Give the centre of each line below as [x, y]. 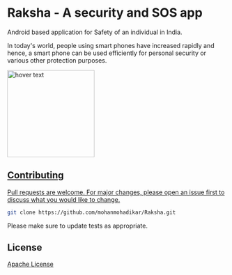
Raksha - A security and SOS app [105, 13]
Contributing [36, 175]
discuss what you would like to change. [64, 199]
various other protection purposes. [57, 60]
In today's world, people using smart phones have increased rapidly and [111, 45]
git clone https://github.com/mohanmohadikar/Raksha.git [92, 212]
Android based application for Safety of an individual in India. [95, 32]
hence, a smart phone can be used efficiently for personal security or [107, 53]
